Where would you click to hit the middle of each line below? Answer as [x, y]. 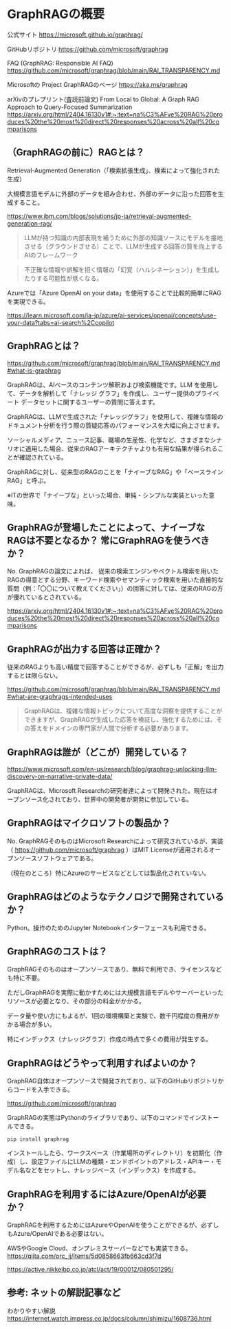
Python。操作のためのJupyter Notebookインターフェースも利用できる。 [109, 927]
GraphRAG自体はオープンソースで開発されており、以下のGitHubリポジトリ [112, 1081]
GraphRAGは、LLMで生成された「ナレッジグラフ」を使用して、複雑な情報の [115, 416]
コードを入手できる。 [43, 1090]
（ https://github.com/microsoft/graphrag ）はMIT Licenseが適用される [108, 849]
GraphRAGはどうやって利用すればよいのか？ [102, 1063]
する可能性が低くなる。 [69, 278]
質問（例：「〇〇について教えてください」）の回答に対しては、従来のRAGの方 [115, 589]
